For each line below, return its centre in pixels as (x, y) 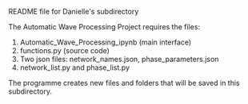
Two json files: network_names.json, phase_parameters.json (119, 59)
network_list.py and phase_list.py (75, 67)
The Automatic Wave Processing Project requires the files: (104, 27)
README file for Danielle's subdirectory (74, 12)
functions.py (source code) (65, 50)
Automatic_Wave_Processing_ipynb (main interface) (106, 42)
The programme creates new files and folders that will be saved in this (124, 83)
